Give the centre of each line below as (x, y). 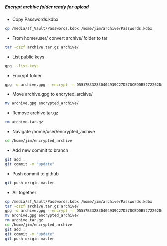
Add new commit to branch (40, 150)
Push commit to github (35, 173)
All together (24, 192)
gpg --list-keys (22, 66)
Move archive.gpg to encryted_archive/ (52, 94)
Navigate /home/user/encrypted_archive (54, 132)
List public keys (28, 57)
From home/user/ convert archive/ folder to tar (60, 38)
